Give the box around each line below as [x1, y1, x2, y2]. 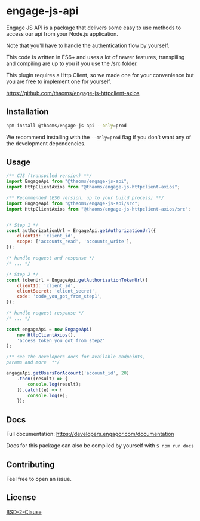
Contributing [6, 459, 55, 470]
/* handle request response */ [6, 310, 84, 316]
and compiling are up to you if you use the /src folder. [6, 60, 139, 67]
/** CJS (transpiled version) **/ [6, 173, 93, 179]
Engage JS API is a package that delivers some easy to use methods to [6, 24, 181, 31]
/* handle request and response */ [6, 255, 95, 261]
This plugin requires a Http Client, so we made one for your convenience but [6, 71, 194, 78]
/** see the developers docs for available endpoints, [6, 354, 146, 360]
